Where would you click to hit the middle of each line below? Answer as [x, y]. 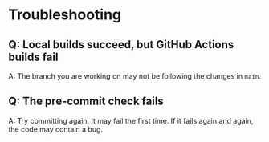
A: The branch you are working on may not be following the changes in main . [135, 76]
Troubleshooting [65, 15]
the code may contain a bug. [55, 129]
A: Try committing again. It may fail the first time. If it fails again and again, [131, 120]
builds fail [33, 57]
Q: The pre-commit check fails [86, 101]
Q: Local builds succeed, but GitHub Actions [121, 45]
